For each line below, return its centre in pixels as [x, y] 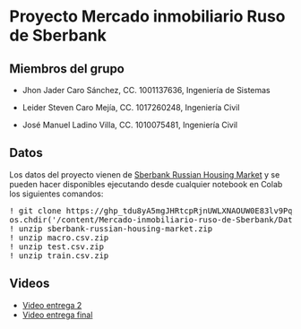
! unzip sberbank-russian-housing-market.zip [111, 229]
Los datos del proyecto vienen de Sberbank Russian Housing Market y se [145, 174]
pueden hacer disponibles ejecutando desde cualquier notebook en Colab [146, 184]
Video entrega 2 [52, 305]
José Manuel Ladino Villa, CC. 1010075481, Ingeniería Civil [130, 125]
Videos [30, 284]
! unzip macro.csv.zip [59, 238]
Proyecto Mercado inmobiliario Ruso [147, 17]
